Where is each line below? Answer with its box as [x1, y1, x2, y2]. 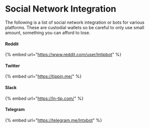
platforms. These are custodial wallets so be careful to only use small [5, 24, 145, 30]
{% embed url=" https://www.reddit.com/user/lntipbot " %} [5, 52, 122, 58]
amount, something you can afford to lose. [5, 30, 90, 35]
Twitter [5, 63, 21, 68]
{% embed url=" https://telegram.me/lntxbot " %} [5, 117, 103, 123]
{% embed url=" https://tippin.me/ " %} [5, 74, 82, 80]
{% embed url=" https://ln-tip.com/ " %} [5, 96, 84, 101]
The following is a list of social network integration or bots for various [5, 19, 145, 25]
